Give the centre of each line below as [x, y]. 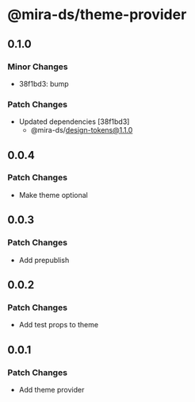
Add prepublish [44, 260]
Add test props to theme [59, 325]
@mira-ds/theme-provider [97, 15]
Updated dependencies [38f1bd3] [74, 122]
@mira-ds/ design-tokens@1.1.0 [82, 130]
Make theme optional [54, 195]
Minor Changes [38, 67]
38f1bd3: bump [44, 83]
